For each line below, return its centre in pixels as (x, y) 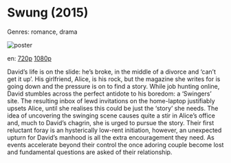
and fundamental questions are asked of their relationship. (90, 152)
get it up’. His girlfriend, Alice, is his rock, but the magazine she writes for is (114, 79)
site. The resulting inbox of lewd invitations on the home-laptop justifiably (111, 100)
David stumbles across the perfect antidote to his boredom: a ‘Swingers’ (109, 94)
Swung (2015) (48, 13)
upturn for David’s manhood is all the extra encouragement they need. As (111, 137)
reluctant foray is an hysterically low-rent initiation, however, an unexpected (114, 130)
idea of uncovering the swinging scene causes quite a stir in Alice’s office (111, 116)
